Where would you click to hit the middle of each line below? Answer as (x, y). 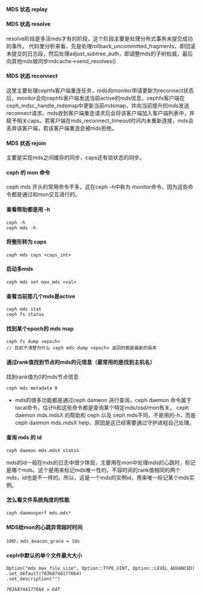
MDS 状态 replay (27, 9)
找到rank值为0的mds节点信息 (43, 377)
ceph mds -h (21, 228)
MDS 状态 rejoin (26, 143)
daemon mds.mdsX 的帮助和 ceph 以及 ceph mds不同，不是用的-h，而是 (105, 415)
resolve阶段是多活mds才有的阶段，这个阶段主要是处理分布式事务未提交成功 (100, 39)
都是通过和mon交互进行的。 (46, 194)
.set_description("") (33, 579)
